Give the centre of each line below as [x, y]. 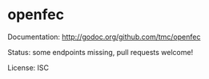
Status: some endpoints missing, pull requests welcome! [100, 52]
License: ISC [28, 67]
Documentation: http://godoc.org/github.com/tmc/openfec [104, 37]
